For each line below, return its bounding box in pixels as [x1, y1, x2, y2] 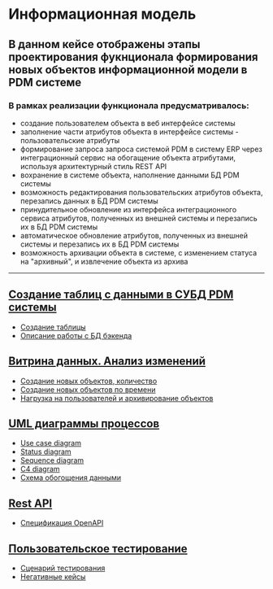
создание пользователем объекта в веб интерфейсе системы [19, 118, 236, 128]
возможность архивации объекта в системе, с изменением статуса [19, 247, 258, 257]
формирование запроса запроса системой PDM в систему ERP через [19, 144, 262, 154]
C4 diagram [19, 465, 60, 474]
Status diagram [19, 447, 71, 456]
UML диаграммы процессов [8, 417, 160, 430]
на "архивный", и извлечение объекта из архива [19, 256, 188, 266]
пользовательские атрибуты [19, 135, 120, 145]
